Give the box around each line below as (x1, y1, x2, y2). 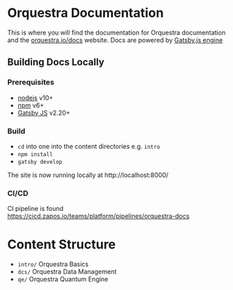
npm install (17, 150, 53, 158)
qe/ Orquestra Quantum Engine (17, 275, 109, 284)
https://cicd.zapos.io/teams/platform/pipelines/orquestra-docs (7, 212, 190, 220)
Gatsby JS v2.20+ (17, 108, 71, 117)
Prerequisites (7, 78, 54, 87)
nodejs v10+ (17, 93, 54, 102)
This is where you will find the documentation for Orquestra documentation (7, 28, 226, 37)
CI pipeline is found (7, 205, 64, 213)
